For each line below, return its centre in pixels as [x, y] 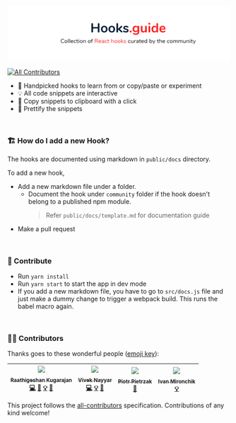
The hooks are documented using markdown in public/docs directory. [109, 159]
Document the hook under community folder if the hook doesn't [119, 194]
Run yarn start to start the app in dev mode [82, 284]
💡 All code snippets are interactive [67, 93]
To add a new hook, [36, 173]
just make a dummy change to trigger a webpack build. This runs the [117, 299]
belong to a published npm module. [80, 201]
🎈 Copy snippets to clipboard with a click [77, 101]
